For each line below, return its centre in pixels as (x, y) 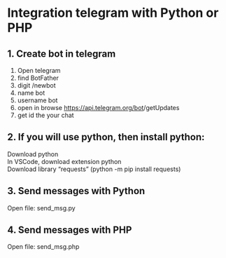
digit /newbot (36, 85)
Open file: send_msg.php (43, 247)
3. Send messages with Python (76, 191)
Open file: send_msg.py (41, 208)
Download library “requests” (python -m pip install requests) (94, 169)
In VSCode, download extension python (64, 161)
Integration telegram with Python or (113, 13)
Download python (33, 154)
